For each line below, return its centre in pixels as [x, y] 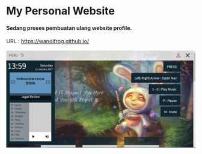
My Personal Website [61, 11]
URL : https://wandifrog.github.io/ [48, 41]
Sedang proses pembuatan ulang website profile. [69, 28]
